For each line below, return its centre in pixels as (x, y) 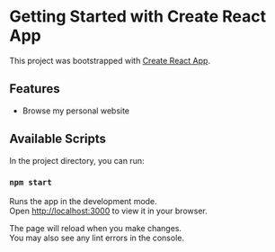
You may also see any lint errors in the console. (97, 238)
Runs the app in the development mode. (83, 201)
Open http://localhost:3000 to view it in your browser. (109, 211)
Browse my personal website (76, 111)
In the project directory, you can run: (77, 160)
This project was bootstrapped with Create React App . (110, 60)
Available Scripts (58, 139)
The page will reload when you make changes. (96, 228)
